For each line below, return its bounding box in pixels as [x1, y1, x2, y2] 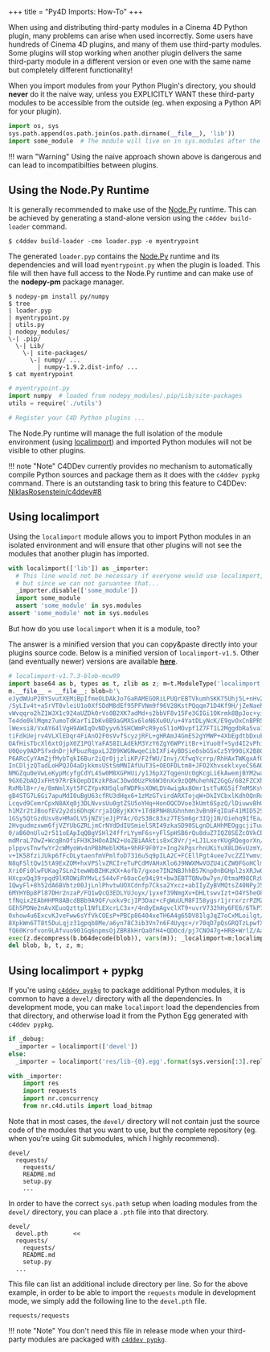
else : [8, 1050, 27, 1058]
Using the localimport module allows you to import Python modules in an [8, 531, 252, 541]
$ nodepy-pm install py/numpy [8, 293, 110, 301]
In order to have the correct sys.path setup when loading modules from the [8, 1198, 258, 1208]
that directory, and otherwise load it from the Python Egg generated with [8, 1011, 248, 1021]
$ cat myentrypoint [8, 370, 74, 378]
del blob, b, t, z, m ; [8, 941, 84, 949]
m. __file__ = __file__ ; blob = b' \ [8, 687, 121, 695]
